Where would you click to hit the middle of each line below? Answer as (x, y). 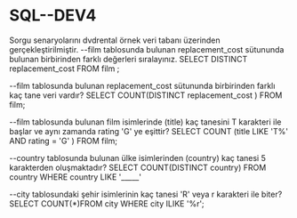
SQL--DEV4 (53, 16)
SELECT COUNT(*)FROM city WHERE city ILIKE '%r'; (107, 203)
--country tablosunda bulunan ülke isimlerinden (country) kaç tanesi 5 (138, 157)
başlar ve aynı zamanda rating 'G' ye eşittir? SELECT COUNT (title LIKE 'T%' (149, 131)
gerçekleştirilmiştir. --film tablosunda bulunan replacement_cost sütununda (147, 49)
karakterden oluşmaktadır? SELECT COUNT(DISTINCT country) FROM (138, 167)
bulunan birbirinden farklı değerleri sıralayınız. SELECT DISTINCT (128, 59)
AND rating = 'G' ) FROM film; (64, 141)
